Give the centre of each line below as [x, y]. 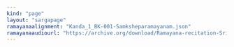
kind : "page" [25, 13]
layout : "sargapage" [37, 20]
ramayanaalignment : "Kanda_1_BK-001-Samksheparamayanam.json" [99, 26]
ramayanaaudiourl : [33, 33]
